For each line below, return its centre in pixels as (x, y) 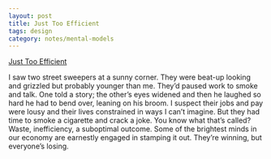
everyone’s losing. (39, 146)
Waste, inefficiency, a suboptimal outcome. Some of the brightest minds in (133, 129)
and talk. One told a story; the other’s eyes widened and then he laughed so (135, 95)
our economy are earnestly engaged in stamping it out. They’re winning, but (135, 138)
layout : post (30, 16)
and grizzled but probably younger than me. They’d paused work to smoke (133, 86)
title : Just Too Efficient (54, 24)
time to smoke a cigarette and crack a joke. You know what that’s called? (130, 120)
